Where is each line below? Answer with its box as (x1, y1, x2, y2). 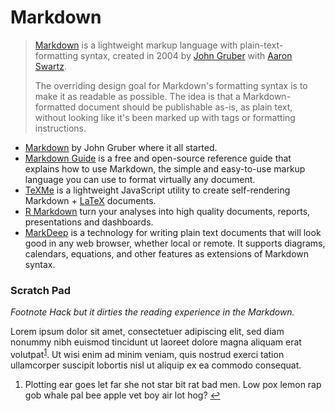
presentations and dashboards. (24, 216, 154, 228)
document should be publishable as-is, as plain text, (78, 101, 293, 113)
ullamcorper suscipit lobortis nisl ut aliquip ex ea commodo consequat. (10, 359, 302, 371)
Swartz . (34, 60, 67, 72)
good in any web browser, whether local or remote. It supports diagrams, (24, 237, 326, 249)
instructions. (34, 122, 87, 134)
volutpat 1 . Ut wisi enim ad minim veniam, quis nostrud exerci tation (10, 347, 285, 360)
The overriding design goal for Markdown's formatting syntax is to (34, 79, 308, 91)
